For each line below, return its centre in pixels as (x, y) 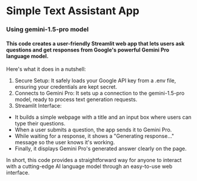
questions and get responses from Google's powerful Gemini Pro (88, 50)
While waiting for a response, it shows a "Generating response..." (94, 136)
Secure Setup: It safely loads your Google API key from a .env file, (95, 80)
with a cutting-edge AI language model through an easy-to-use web (89, 166)
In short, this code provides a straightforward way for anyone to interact (94, 160)
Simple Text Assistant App (73, 11)
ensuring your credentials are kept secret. (66, 87)
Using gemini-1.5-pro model (47, 30)
